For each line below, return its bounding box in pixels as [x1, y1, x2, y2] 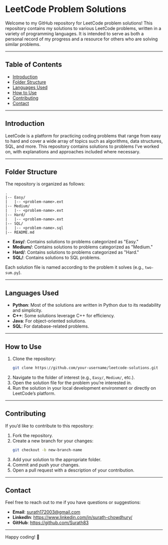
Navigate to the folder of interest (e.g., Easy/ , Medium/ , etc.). [12, 374, 135, 380]
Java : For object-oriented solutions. [12, 318, 86, 324]
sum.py [5, 271, 19, 276]
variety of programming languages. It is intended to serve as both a [5, 30, 144, 36]
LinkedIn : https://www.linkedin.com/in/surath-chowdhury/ [12, 515, 132, 521]
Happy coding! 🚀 [5, 534, 40, 540]
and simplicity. [12, 307, 42, 313]
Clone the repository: [12, 356, 56, 362]
